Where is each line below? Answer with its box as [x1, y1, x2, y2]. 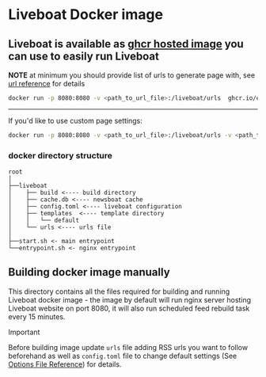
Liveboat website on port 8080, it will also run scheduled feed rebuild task [8, 303, 250, 313]
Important [8, 327, 40, 337]
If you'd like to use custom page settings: [8, 116, 142, 125]
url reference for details [8, 79, 85, 88]
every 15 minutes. [8, 311, 66, 322]
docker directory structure [8, 150, 113, 161]
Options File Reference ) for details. [8, 359, 122, 369]
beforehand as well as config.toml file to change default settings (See [8, 351, 237, 360]
